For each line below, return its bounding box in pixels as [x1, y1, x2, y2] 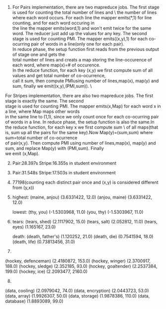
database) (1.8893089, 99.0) [5, 298, 63, 304]
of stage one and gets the [12, 51, 65, 57]
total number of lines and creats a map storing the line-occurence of [12, 57, 152, 62]
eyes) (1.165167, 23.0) [12, 224, 56, 230]
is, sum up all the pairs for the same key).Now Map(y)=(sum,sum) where [5, 130, 153, 135]
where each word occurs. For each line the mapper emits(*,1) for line [12, 15, 152, 20]
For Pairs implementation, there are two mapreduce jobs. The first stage [12, 4, 160, 10]
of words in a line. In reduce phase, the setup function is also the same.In [5, 119, 155, 125]
